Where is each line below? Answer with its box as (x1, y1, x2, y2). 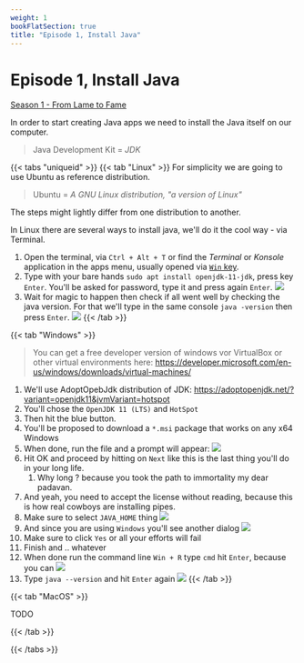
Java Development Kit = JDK (32, 145, 141, 156)
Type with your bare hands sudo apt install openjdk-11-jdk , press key (23, 271, 294, 282)
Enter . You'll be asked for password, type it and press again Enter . (23, 282, 273, 293)
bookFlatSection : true (10, 22, 96, 31)
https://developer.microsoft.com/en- (155, 357, 292, 368)
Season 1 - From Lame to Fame (10, 99, 127, 110)
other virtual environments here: (32, 357, 154, 368)
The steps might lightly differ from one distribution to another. (10, 206, 242, 218)
